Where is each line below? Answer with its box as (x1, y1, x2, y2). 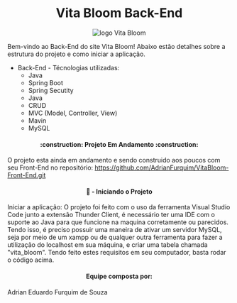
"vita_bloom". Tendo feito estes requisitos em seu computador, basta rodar (7, 248, 226, 257)
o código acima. (7, 255, 55, 264)
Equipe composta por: (86, 272, 153, 280)
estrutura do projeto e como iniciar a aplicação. (7, 50, 145, 58)
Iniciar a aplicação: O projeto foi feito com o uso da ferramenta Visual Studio (7, 203, 231, 211)
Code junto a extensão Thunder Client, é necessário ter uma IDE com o (7, 211, 215, 219)
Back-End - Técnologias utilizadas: (17, 63, 120, 72)
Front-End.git (7, 171, 46, 180)
